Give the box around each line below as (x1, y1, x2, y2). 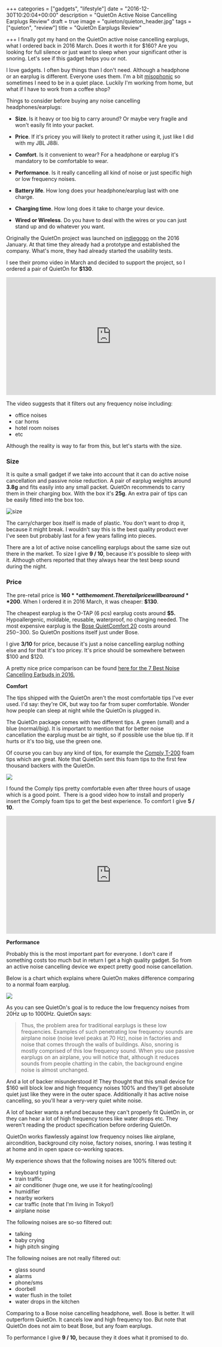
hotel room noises (14, 425, 60, 431)
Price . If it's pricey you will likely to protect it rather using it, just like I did (14, 133, 194, 140)
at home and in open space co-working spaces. (6, 1145, 124, 1152)
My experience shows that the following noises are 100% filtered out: (6, 1157, 177, 1164)
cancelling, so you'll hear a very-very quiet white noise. (6, 1097, 143, 1104)
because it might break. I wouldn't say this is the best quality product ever (6, 526, 188, 533)
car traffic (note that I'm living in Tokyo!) (14, 1200, 114, 1207)
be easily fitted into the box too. (6, 497, 85, 504)
